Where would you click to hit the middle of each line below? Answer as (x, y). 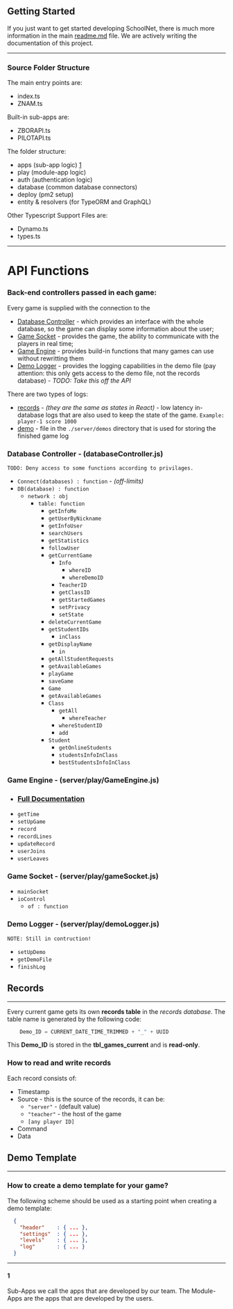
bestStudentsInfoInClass (94, 762)
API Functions (48, 271)
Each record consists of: (42, 1078)
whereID (80, 570)
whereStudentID (80, 725)
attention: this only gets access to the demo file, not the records (109, 373)
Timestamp (33, 1091)
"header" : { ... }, (54, 1228)
